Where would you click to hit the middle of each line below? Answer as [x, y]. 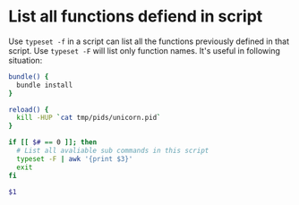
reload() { [29, 109]
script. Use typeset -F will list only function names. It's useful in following [145, 50]
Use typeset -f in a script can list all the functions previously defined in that [149, 41]
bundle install [45, 85]
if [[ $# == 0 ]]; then [53, 142]
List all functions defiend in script [136, 17]
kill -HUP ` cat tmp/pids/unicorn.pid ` [89, 118]
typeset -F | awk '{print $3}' [75, 158]
